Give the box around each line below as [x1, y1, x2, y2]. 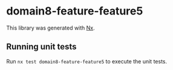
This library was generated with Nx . [6, 24, 95, 31]
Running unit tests [6, 42, 77, 52]
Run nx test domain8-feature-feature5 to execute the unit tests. [6, 57, 168, 65]
